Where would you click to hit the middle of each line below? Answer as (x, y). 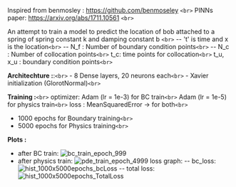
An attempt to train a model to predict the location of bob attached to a (111, 32)
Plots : (17, 139)
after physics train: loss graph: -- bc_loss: (117, 161)
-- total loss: (137, 169)
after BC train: (38, 153)
